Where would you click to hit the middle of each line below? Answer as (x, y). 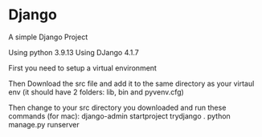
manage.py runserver (44, 124)
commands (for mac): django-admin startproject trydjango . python (119, 116)
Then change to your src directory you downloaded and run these (117, 107)
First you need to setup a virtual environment (82, 68)
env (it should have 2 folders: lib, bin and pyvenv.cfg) (96, 92)
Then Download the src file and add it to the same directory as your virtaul (131, 83)
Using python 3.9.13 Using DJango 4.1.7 (74, 52)
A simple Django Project (48, 37)
